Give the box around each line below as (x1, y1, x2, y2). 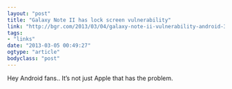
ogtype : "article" (7, 49, 60, 56)
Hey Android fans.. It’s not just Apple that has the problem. (7, 74, 174, 82)
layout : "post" (7, 10, 51, 17)
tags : (7, 29, 23, 37)
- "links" (7, 36, 36, 43)
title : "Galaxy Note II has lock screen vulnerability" (7, 17, 171, 23)
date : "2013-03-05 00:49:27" (7, 42, 91, 49)
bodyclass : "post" (7, 55, 60, 62)
